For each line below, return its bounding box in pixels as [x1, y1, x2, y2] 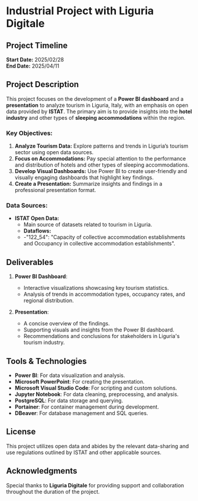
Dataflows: [23, 227, 51, 235]
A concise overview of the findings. [23, 320, 111, 327]
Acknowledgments [6, 466, 78, 476]
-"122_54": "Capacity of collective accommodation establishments [23, 234, 186, 241]
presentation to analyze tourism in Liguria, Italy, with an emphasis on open [6, 101, 189, 109]
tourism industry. [23, 339, 65, 346]
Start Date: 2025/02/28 [6, 56, 64, 63]
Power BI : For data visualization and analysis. [14, 372, 125, 379]
